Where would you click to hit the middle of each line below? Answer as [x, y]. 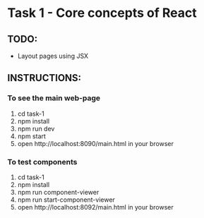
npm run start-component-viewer [66, 200]
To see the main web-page [54, 98]
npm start [31, 136]
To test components [42, 162]
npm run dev [36, 128]
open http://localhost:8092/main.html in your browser [96, 207]
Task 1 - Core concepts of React [102, 13]
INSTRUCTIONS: [44, 78]
